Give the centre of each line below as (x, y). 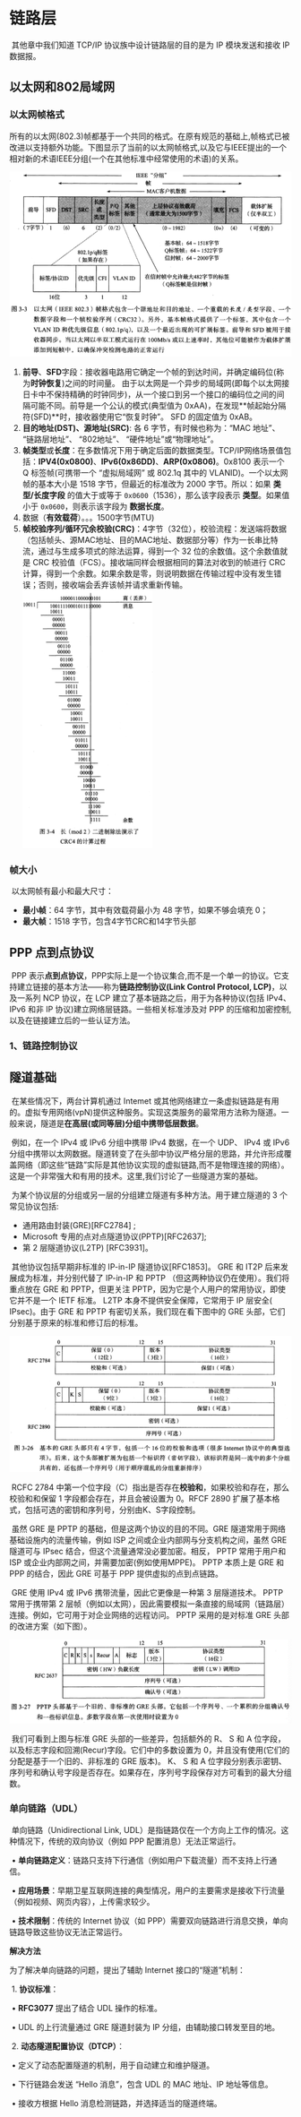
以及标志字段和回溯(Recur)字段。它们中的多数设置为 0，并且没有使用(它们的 (150, 1750)
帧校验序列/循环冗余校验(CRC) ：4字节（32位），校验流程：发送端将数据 (154, 529)
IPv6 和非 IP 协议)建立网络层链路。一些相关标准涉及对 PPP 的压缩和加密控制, (150, 1009)
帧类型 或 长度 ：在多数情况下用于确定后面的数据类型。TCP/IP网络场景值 (153, 451)
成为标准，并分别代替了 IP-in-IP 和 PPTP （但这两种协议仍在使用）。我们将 (153, 1278)
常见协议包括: (34, 1206)
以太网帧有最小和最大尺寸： (62, 891)
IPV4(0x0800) (66, 461)
